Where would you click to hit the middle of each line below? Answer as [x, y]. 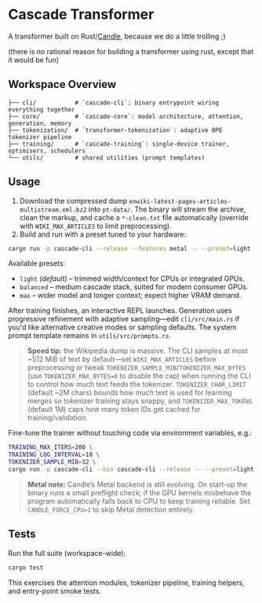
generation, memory [40, 123]
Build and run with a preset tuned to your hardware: [103, 234]
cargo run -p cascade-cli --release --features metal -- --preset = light [129, 248]
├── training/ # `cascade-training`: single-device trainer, [119, 144]
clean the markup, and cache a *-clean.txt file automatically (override [134, 217]
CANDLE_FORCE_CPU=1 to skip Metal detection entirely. [111, 509]
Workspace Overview [62, 85]
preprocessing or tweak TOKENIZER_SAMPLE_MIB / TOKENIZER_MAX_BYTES [136, 368]
